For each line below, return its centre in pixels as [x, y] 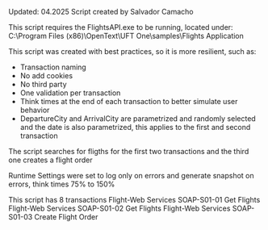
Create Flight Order [66, 217]
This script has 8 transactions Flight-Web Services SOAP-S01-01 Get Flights [134, 200]
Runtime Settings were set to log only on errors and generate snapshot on [131, 176]
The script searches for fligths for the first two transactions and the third [129, 151]
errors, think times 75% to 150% [62, 184]
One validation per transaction [70, 93]
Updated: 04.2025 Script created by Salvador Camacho [101, 12]
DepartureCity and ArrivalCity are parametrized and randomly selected [138, 119]
